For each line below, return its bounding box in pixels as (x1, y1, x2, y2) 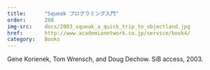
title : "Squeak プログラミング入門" (7, 10, 119, 17)
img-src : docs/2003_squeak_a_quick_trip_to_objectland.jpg (7, 23, 191, 30)
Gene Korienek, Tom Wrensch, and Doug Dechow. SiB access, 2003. (7, 55, 204, 63)
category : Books (7, 36, 60, 43)
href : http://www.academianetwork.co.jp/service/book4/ (7, 29, 191, 37)
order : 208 (7, 17, 54, 24)
